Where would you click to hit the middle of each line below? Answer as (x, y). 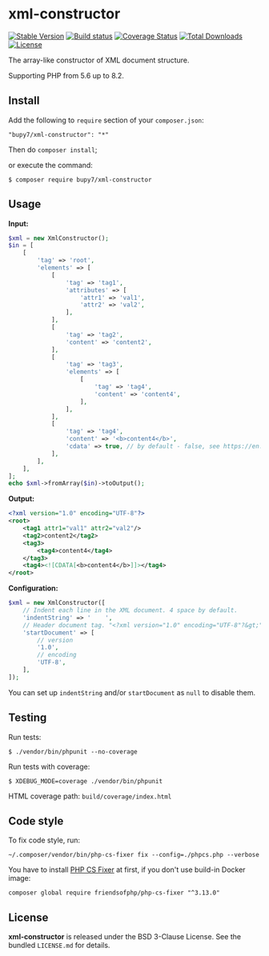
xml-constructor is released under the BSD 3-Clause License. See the (125, 937)
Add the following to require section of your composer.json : (106, 120)
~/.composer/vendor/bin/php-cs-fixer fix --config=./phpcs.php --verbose (134, 855)
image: (20, 878)
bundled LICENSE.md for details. (59, 946)
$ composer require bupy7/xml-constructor (80, 180)
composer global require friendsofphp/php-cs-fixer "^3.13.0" (114, 893)
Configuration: (33, 588)
